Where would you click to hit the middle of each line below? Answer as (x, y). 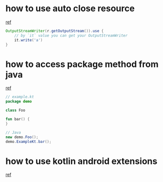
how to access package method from (82, 64)
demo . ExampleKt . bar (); (28, 142)
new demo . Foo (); (22, 137)
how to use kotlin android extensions (81, 161)
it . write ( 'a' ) (28, 40)
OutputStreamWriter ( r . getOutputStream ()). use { (55, 31)
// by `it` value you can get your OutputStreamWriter (71, 35)
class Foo (16, 110)
